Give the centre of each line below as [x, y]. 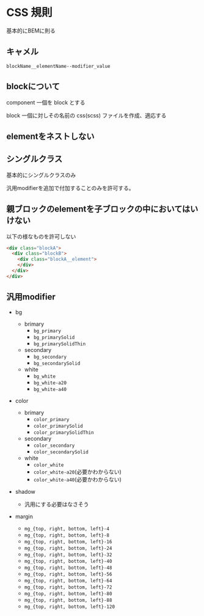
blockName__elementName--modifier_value [59, 66]
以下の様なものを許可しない [41, 237]
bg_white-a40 [50, 389]
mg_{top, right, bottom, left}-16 [68, 541]
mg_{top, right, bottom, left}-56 [68, 574]
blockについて [33, 86]
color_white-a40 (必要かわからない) [77, 479]
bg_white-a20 [50, 383]
